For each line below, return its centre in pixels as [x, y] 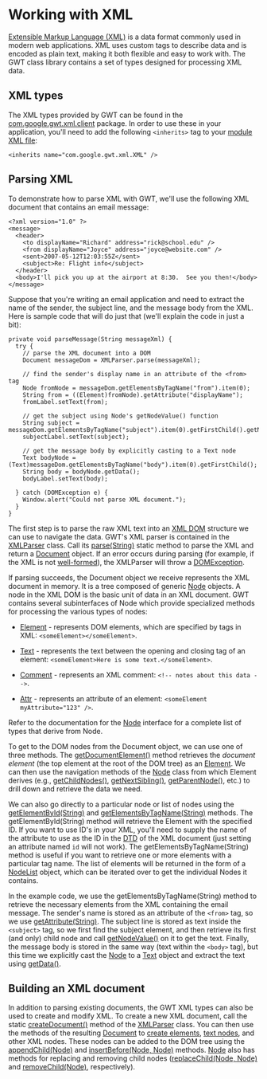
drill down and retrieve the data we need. [75, 789]
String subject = [51, 423]
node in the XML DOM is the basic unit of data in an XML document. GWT [129, 594]
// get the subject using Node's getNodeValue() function [120, 416]
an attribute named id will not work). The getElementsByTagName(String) [128, 846]
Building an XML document [77, 989]
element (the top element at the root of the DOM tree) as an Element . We [127, 763]
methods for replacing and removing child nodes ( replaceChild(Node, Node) [133, 1058]
